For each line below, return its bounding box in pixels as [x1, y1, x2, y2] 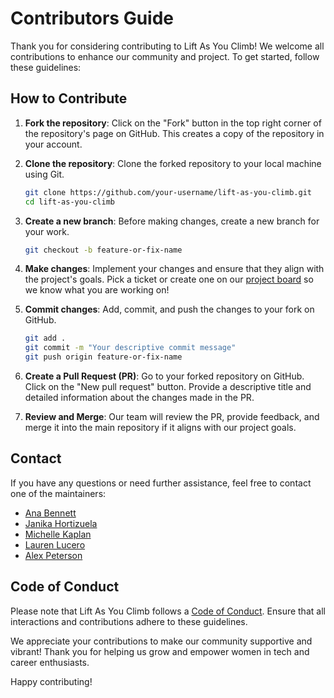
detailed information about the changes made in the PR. [24, 392, 255, 403]
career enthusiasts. [10, 656, 90, 668]
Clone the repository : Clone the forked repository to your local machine [24, 157, 322, 169]
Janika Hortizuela [24, 517, 98, 529]
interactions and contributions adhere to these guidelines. [10, 615, 248, 627]
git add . [24, 333, 67, 344]
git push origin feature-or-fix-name [24, 352, 183, 362]
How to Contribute [10, 90, 128, 107]
